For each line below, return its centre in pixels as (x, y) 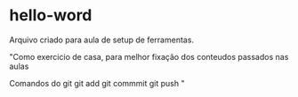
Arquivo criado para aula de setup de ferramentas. (101, 40)
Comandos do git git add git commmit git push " (97, 83)
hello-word (51, 15)
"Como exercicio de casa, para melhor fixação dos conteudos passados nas (149, 56)
